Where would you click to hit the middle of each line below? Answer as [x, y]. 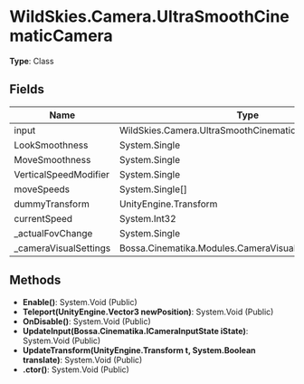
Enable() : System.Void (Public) [80, 302]
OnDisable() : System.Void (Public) [86, 321]
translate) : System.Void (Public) [82, 360]
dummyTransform [52, 204]
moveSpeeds [42, 189]
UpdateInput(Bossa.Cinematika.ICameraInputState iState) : [135, 331]
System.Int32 [147, 218]
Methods [35, 280]
